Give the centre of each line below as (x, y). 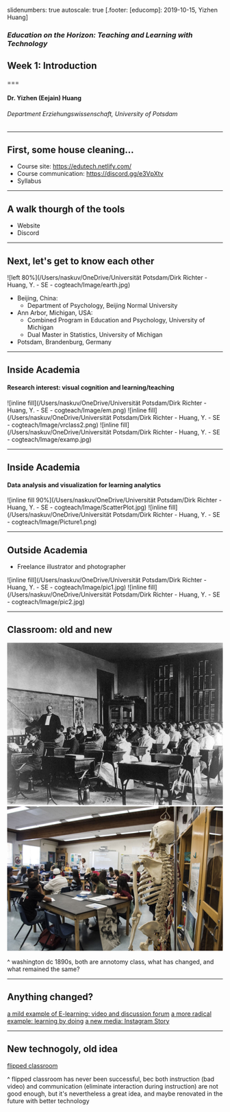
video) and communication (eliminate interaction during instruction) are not (113, 1086)
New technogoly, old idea (63, 1049)
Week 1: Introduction (52, 66)
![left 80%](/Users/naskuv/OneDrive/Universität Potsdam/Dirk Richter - (107, 277)
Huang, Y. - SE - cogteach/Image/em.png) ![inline (77, 410)
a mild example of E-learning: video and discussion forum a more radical (110, 1014)
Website (29, 225)
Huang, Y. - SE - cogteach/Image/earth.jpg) (69, 285)
